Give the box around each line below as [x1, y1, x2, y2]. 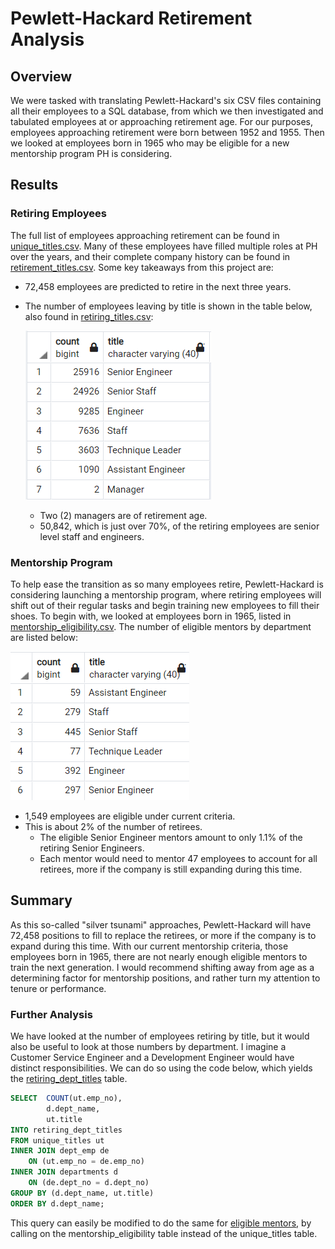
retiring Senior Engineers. [39, 842, 145, 854]
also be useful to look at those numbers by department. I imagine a [10, 1041, 287, 1053]
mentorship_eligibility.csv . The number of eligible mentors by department [10, 620, 312, 632]
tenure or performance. [10, 982, 107, 994]
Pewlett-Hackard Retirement [10, 7, 253, 30]
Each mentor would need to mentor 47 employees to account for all [39, 852, 318, 864]
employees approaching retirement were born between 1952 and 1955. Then [10, 127, 325, 138]
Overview [10, 68, 73, 85]
